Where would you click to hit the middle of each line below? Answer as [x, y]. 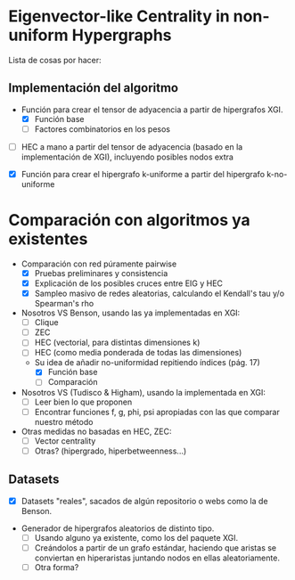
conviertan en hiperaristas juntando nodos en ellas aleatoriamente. [157, 558]
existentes [48, 239]
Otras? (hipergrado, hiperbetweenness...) [111, 451]
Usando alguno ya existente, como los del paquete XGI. [136, 537]
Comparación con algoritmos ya [129, 221]
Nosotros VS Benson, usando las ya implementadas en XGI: [131, 313]
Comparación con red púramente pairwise [99, 264]
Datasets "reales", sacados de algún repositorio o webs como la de [144, 501]
